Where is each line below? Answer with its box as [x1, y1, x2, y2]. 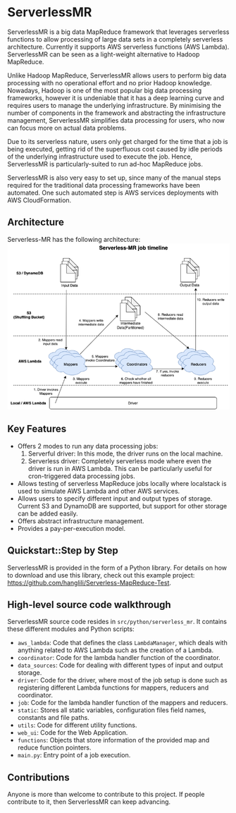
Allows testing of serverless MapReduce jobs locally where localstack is [17, 479, 227, 487]
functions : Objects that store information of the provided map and [17, 736, 210, 745]
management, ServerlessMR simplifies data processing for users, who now [7, 116, 225, 124]
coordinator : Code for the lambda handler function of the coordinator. [17, 654, 221, 662]
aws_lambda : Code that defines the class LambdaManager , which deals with [17, 639, 228, 647]
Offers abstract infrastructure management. [17, 516, 144, 525]
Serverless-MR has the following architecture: [7, 235, 141, 243]
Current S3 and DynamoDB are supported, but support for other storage [17, 501, 228, 510]
